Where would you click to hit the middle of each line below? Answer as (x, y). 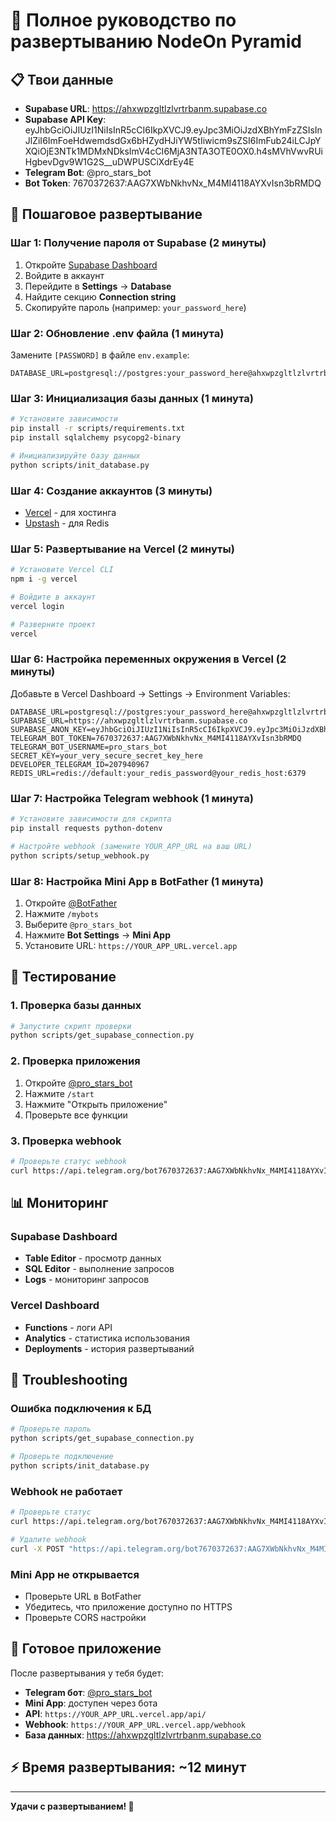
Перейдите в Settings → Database (98, 286)
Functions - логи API (68, 1327)
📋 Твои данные (62, 79)
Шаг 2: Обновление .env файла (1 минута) (117, 333)
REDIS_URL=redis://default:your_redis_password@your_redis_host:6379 (158, 773)
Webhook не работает (66, 1491)
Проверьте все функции (76, 1115)
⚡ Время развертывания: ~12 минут (128, 1767)
